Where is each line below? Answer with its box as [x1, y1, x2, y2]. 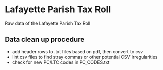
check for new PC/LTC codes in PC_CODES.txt [12, 59, 110, 65]
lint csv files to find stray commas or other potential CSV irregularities [12, 54, 158, 60]
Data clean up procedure [5, 35, 85, 44]
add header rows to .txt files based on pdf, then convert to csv [12, 48, 143, 54]
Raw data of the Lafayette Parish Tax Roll [5, 20, 91, 26]
